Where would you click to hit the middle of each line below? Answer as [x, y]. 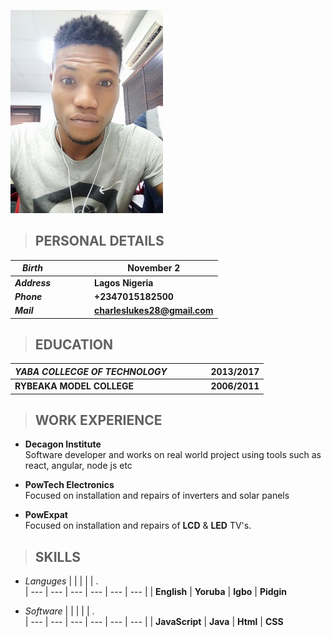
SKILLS [58, 556]
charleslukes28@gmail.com [154, 311]
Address [33, 282]
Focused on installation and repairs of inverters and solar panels [157, 496]
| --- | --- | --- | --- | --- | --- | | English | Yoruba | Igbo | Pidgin [155, 592]
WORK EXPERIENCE [98, 420]
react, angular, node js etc [78, 466]
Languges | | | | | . [61, 581]
